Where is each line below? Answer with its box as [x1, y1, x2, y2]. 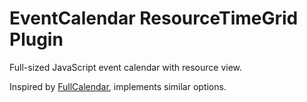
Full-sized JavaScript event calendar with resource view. [9, 61, 243, 73]
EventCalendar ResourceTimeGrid [9, 7, 299, 30]
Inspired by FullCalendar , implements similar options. [9, 80, 227, 92]
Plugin [9, 28, 64, 51]
